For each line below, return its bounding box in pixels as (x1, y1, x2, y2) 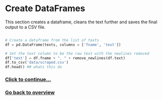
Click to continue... (5, 76, 51, 83)
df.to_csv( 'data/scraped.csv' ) (5, 60, 69, 65)
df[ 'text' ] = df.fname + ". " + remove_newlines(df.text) (5, 55, 125, 61)
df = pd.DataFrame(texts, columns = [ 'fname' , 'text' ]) (5, 42, 121, 47)
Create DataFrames (5, 3, 85, 14)
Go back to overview (5, 89, 55, 96)
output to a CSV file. (5, 24, 46, 30)
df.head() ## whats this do (5, 65, 62, 69)
